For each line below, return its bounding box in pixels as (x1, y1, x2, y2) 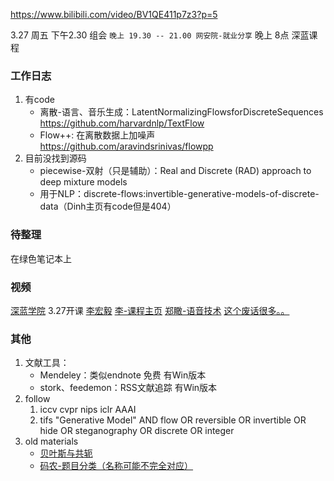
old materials (24, 435, 79, 448)
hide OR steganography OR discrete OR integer (39, 425, 235, 437)
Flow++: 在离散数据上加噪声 (39, 129, 156, 141)
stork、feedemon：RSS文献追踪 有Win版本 (39, 382, 218, 394)
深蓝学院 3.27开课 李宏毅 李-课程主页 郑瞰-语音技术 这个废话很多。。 (10, 304, 290, 316)
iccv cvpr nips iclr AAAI (39, 404, 137, 416)
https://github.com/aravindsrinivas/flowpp (39, 140, 214, 153)
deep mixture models (39, 176, 128, 188)
